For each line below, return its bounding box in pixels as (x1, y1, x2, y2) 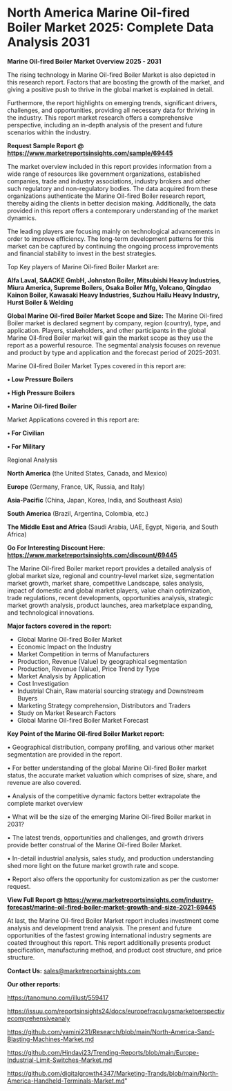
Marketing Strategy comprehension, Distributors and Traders (17, 701, 191, 710)
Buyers (17, 694, 38, 702)
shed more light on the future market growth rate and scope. (7, 861, 180, 869)
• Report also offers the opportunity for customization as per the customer (7, 874, 219, 883)
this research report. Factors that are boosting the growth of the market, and (7, 78, 224, 86)
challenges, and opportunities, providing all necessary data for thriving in (7, 106, 215, 114)
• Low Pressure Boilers (7, 375, 74, 384)
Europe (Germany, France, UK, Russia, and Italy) (7, 483, 145, 491)
